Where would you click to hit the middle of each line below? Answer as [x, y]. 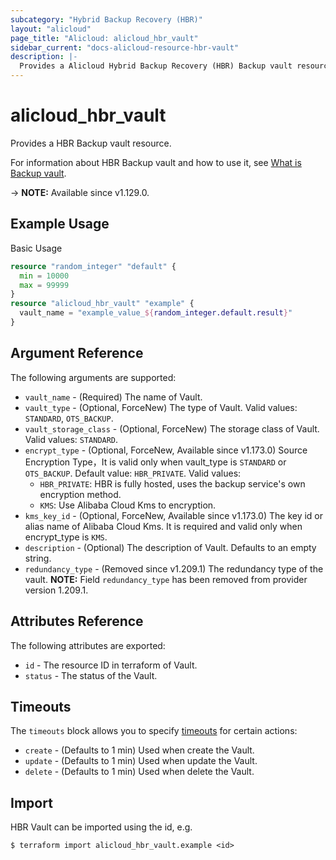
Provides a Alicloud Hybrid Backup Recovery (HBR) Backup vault [156, 66]
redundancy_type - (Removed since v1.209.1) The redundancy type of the [174, 568]
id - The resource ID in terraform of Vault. [111, 665]
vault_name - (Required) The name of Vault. [113, 397]
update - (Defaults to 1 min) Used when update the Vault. [141, 761]
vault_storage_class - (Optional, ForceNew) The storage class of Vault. [172, 428]
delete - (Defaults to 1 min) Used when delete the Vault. [139, 772]
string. [38, 558]
